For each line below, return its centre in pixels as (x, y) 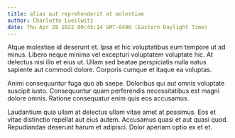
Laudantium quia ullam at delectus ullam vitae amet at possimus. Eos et (112, 112)
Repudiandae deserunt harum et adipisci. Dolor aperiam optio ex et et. (110, 127)
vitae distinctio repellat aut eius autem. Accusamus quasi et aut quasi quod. (118, 120)
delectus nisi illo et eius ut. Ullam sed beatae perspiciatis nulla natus (107, 62)
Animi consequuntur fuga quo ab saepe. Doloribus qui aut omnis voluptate (116, 84)
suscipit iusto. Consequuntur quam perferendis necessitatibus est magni (114, 91)
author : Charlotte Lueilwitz (50, 21)
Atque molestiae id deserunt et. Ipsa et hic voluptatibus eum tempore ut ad (116, 47)
